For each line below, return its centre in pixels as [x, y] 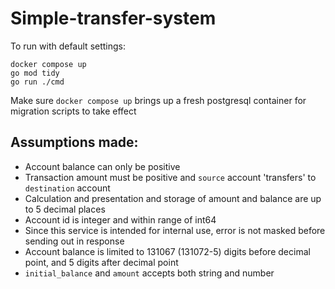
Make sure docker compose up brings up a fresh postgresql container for [158, 100]
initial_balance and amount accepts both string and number [149, 273]
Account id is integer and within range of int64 [120, 219]
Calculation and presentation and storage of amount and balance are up [173, 198]
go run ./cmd [37, 82]
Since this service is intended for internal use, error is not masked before [175, 230]
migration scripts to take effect [73, 111]
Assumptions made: [74, 142]
